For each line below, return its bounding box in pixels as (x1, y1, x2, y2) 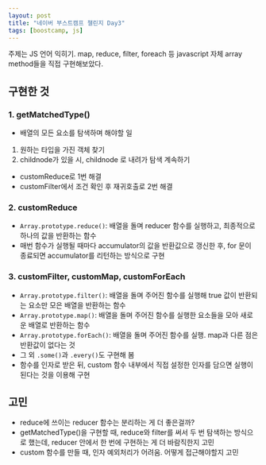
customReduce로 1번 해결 (19, 172, 102, 181)
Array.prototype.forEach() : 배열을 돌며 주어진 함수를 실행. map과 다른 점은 (19, 330, 258, 339)
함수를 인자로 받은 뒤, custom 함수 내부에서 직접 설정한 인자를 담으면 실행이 (19, 359, 254, 370)
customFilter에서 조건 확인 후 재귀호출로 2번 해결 (19, 182, 173, 192)
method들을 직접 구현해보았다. (8, 59, 103, 68)
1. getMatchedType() (8, 109, 91, 120)
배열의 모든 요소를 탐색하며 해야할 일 (19, 128, 133, 138)
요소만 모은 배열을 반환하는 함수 (28, 300, 126, 310)
